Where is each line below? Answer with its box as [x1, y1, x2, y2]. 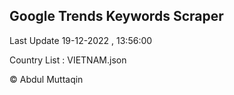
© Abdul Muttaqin [9, 73, 84, 85]
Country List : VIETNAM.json [9, 54, 127, 66]
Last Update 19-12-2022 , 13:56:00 [9, 34, 153, 46]
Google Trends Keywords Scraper [9, 8, 224, 25]
